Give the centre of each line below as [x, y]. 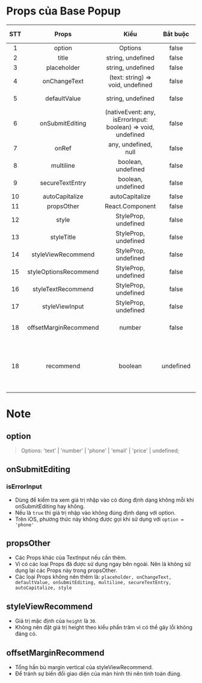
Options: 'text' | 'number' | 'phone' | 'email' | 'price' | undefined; [100, 450]
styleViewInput [63, 306]
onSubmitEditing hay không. [50, 506]
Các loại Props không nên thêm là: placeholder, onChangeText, [93, 577]
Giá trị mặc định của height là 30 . [56, 621]
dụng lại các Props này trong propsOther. [66, 570]
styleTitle [63, 237]
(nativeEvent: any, [130, 112]
